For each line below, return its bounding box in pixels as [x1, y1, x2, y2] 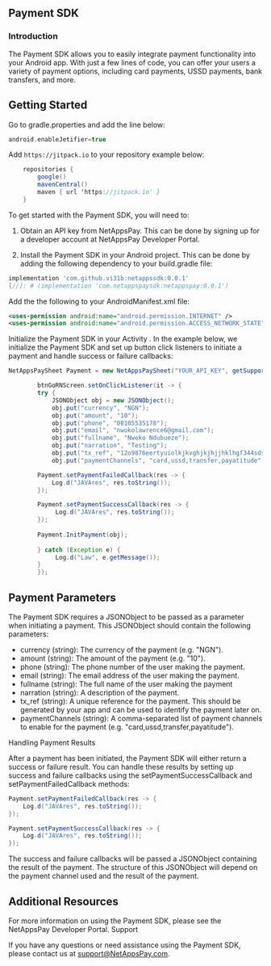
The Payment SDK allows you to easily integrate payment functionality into [8, 48, 256, 59]
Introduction [8, 31, 58, 42]
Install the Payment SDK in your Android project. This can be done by [19, 250, 250, 259]
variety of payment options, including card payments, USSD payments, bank [8, 66, 263, 76]
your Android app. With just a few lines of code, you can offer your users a [8, 57, 256, 67]
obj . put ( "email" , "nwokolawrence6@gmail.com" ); [51, 426, 215, 435]
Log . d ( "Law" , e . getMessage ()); [55, 553, 161, 561]
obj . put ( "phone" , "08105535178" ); [51, 419, 168, 427]
